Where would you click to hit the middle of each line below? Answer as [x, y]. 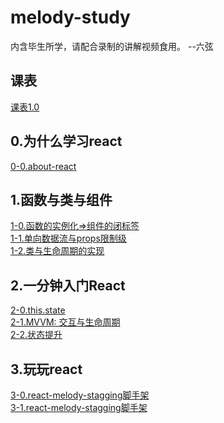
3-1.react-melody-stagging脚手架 [79, 407]
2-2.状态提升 [36, 335]
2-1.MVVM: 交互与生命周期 [65, 322]
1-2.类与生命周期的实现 [57, 251]
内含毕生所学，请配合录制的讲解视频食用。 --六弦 [112, 46]
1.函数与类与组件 [61, 199]
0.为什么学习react [66, 141]
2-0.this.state [38, 310]
